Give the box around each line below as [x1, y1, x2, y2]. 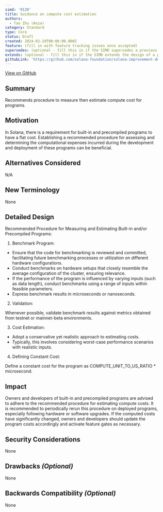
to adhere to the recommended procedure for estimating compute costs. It [5, 401, 154, 406]
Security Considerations [5, 435, 81, 443]
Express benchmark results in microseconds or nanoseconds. [12, 291, 136, 297]
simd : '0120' [5, 7, 32, 12]
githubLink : [5, 57, 29, 62]
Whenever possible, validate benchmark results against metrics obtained [5, 310, 151, 316]
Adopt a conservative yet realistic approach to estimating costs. [12, 334, 140, 340]
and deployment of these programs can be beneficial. [5, 144, 113, 151]
